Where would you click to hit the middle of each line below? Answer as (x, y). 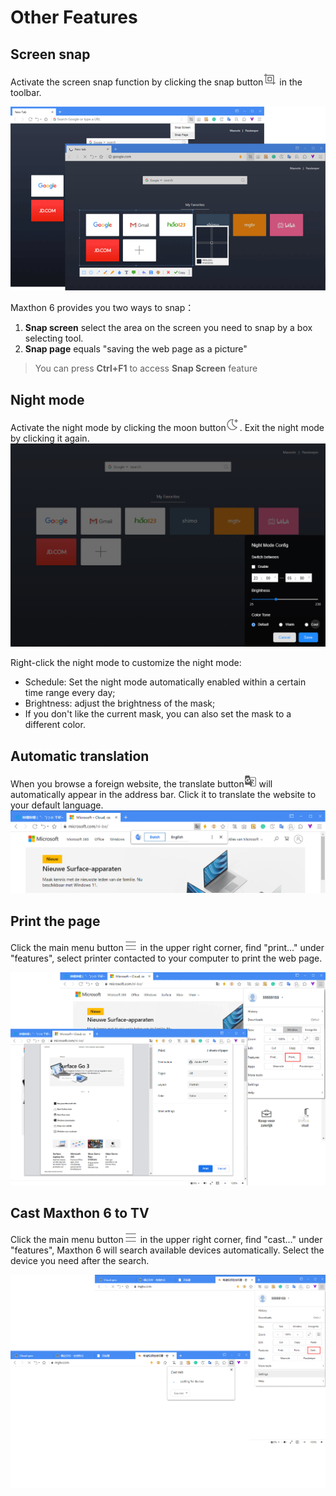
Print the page (55, 921)
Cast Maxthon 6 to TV (80, 1212)
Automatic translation (80, 756)
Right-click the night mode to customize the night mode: (126, 663)
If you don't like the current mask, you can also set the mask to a (158, 714)
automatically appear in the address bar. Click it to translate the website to (163, 795)
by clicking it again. (50, 438)
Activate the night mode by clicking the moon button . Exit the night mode (167, 428)
